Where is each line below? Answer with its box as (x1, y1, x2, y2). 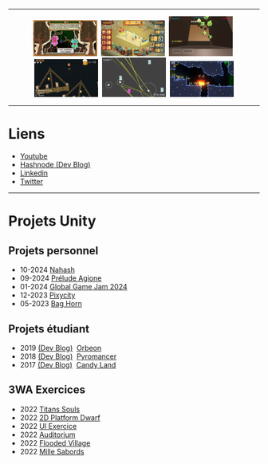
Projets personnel (8, 244, 99, 258)
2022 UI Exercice (19, 421, 77, 431)
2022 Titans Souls (19, 404, 81, 414)
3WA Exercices (8, 383, 86, 397)
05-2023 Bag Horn (19, 299, 82, 309)
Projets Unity (8, 212, 97, 230)
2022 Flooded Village (19, 438, 91, 447)
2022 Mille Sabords (19, 446, 85, 456)
